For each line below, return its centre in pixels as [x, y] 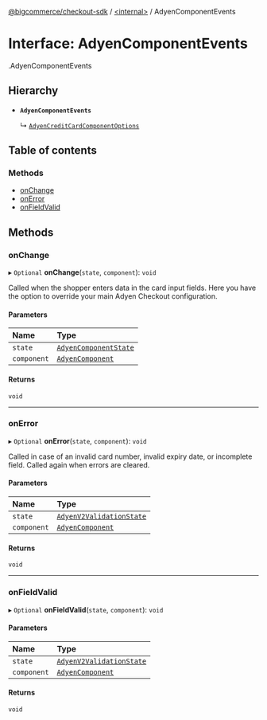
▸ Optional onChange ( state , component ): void [82, 272]
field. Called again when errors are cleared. [79, 464]
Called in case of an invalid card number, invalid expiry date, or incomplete [130, 456]
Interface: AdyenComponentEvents [128, 44]
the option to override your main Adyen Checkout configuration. [113, 296]
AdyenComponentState [96, 348]
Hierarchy [33, 91]
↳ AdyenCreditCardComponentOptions [79, 125]
